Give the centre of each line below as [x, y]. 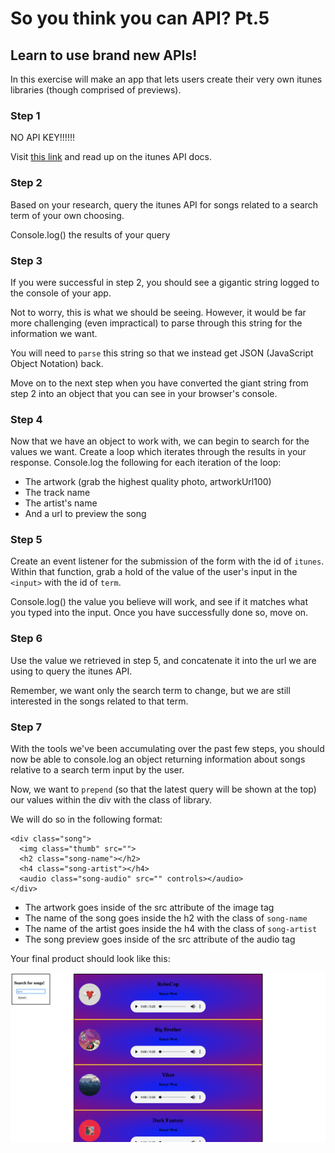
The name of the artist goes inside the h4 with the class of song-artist [171, 929]
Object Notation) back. [57, 363]
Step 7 [26, 727]
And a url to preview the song [85, 514]
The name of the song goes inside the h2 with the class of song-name [166, 918]
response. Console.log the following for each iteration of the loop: [146, 463]
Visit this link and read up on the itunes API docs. [111, 157]
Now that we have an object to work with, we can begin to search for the [160, 441]
